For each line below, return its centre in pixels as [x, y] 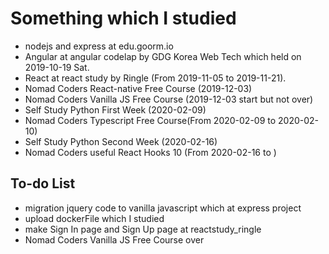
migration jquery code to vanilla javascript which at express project [163, 208]
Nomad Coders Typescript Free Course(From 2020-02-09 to [150, 120]
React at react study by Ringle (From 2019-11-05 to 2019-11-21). [155, 78]
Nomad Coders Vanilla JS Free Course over [114, 239]
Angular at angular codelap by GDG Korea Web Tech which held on [163, 56]
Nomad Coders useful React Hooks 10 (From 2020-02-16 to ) [150, 152]
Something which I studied [123, 18]
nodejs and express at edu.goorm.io [99, 46]
